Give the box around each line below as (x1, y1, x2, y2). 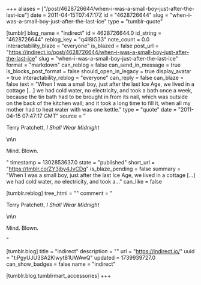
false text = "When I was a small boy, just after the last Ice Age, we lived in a (6, 80, 195, 88)
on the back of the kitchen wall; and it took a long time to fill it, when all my (6, 100, 191, 107)
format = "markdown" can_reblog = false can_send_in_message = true (6, 61, 181, 68)
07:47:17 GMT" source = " (22, 112, 86, 119)
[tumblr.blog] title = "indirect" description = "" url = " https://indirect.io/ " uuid (6, 248, 195, 254)
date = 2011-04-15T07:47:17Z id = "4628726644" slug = (30, 11, 169, 19)
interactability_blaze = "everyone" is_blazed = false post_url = (6, 42, 159, 49)
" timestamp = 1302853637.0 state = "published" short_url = (6, 159, 155, 166)
